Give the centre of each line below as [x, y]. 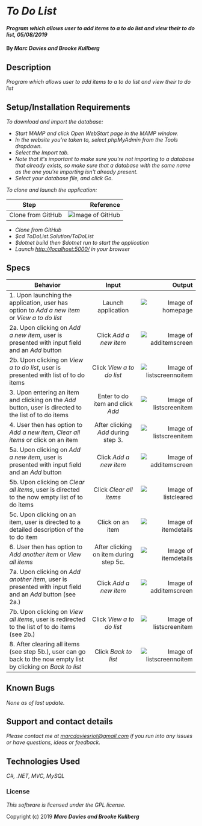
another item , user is [38, 579]
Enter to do [113, 396]
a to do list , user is [35, 367]
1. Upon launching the [41, 295]
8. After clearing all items [44, 644]
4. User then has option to [46, 424]
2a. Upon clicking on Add [45, 327]
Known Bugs [31, 688]
